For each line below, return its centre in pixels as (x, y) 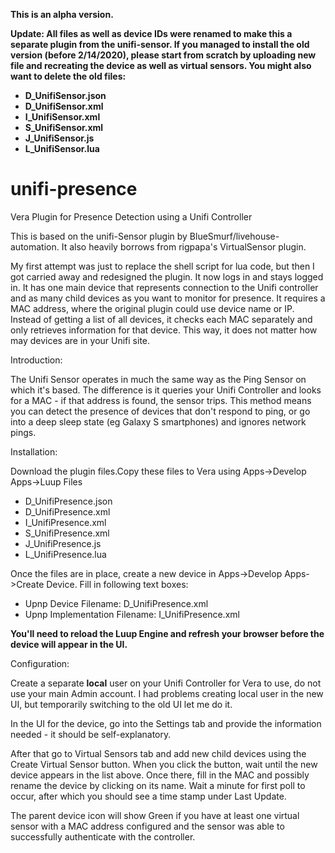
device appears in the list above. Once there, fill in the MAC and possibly (160, 775)
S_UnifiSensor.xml (64, 127)
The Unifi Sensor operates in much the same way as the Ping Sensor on (158, 379)
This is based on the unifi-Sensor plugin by (99, 236)
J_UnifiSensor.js (59, 138)
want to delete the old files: (68, 76)
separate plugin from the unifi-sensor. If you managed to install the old (160, 44)
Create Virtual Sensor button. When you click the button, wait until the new (164, 764)
